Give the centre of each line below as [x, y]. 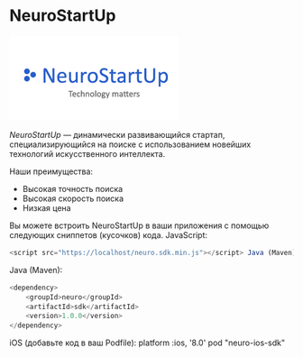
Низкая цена [46, 207]
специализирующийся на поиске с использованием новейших [130, 144]
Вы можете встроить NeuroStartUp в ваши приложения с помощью [139, 225]
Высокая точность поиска [73, 188]
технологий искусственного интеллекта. [87, 153]
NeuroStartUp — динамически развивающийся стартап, [117, 134]
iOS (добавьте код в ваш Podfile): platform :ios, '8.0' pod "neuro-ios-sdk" [147, 343]
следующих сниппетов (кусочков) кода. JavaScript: [109, 234]
